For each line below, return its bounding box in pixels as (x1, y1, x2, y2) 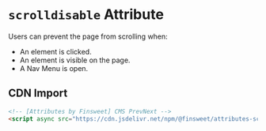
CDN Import (8, 87, 68, 100)
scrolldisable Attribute (8, 6, 165, 24)
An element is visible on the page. (19, 55, 131, 65)
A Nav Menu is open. (19, 63, 89, 73)
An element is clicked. (19, 47, 93, 56)
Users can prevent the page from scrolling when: (8, 32, 168, 41)
